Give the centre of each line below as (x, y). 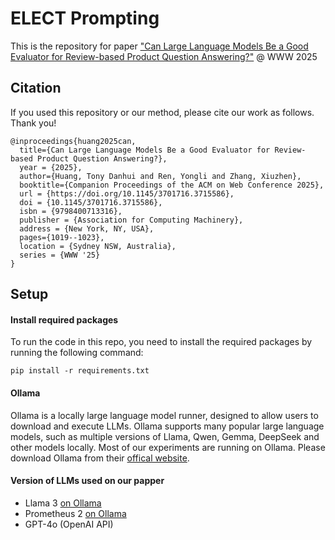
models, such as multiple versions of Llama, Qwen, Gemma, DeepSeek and (165, 436)
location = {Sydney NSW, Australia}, (98, 246)
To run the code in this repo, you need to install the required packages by (161, 342)
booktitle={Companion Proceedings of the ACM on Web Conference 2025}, (172, 185)
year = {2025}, (51, 167)
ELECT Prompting (85, 18)
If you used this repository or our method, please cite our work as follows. (162, 112)
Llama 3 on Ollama (63, 503)
